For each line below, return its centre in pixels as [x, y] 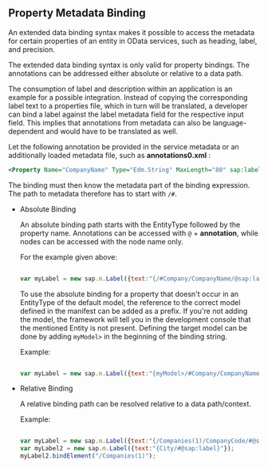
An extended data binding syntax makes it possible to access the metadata [132, 32]
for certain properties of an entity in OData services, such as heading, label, [133, 41]
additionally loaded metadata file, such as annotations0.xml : [110, 155]
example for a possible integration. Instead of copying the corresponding [128, 97]
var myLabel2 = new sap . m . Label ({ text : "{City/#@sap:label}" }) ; [127, 449]
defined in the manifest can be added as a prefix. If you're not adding [134, 311]
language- [230, 122]
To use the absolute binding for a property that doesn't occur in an [129, 294]
